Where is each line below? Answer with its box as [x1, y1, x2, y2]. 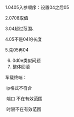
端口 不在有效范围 [6, 95, 43, 101]
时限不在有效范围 [6, 106, 41, 112]
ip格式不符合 [6, 85, 32, 91]
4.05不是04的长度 [5, 36, 42, 42]
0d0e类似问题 [12, 57, 41, 63]
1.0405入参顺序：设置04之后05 [5, 4, 70, 10]
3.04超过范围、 [5, 25, 36, 31]
